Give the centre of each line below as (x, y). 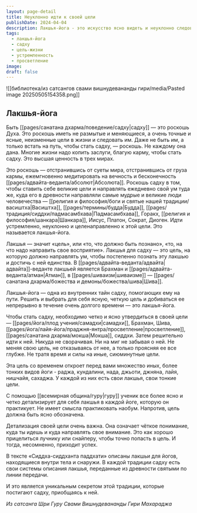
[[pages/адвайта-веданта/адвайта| (122, 263)
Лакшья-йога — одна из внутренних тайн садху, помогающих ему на (93, 293)
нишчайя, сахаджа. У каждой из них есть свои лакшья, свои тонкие (91, 378)
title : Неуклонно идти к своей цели (51, 17)
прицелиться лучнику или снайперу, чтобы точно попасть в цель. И (91, 438)
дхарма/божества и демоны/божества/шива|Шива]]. (96, 282)
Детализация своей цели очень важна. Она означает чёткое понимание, (98, 426)
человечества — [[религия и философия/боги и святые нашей (84, 201)
